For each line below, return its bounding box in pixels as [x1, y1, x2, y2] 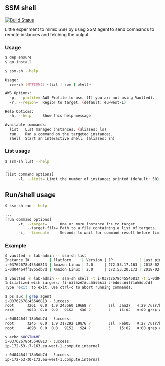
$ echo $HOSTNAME [5, 334, 41, 339]
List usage [5, 147, 30, 154]
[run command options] [5, 217, 52, 222]
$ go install [5, 59, 32, 64]
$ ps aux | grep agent [5, 294, 52, 299]
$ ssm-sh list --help [5, 159, 50, 164]
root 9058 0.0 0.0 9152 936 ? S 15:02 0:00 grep [5, 308, 157, 312]
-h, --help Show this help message [9, 113, 91, 118]
